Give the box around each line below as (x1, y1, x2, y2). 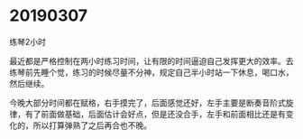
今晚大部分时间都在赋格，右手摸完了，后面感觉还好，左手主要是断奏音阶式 (9, 97, 286, 108)
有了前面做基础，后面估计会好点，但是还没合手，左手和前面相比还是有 (24, 108, 286, 119)
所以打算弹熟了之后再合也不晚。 (32, 119, 151, 131)
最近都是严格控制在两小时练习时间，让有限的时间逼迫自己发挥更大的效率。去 (9, 55, 294, 66)
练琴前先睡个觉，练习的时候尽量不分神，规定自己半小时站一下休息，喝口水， (9, 67, 294, 78)
